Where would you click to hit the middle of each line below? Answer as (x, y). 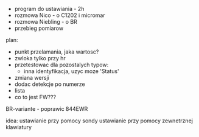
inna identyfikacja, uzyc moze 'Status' (71, 71)
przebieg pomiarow (39, 28)
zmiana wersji (32, 78)
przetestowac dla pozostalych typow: (61, 65)
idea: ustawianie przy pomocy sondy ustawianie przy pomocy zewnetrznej (99, 121)
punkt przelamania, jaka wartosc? (57, 52)
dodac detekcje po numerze (50, 84)
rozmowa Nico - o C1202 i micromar (60, 15)
